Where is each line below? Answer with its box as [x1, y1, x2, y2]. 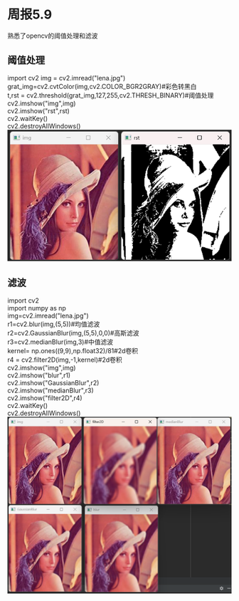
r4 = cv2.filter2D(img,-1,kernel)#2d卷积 [7, 355, 122, 364]
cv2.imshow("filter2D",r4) [7, 393, 83, 402]
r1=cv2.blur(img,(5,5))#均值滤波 [7, 320, 100, 328]
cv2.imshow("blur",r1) [7, 371, 71, 380]
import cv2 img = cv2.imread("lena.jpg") [7, 73, 126, 82]
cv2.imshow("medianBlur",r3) [7, 386, 94, 394]
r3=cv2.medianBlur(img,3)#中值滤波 [7, 338, 114, 346]
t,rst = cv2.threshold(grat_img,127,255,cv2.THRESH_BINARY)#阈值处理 [7, 90, 214, 100]
